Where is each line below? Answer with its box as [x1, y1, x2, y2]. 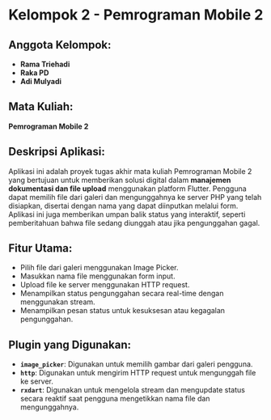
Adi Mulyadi [19, 77, 62, 86]
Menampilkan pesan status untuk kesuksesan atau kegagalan [19, 306, 225, 316]
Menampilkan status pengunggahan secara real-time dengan [19, 289, 224, 299]
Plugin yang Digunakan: [8, 337, 132, 351]
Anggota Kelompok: [8, 38, 112, 52]
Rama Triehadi [19, 59, 70, 69]
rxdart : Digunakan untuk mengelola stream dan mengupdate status [19, 385, 245, 395]
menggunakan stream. [19, 297, 95, 307]
